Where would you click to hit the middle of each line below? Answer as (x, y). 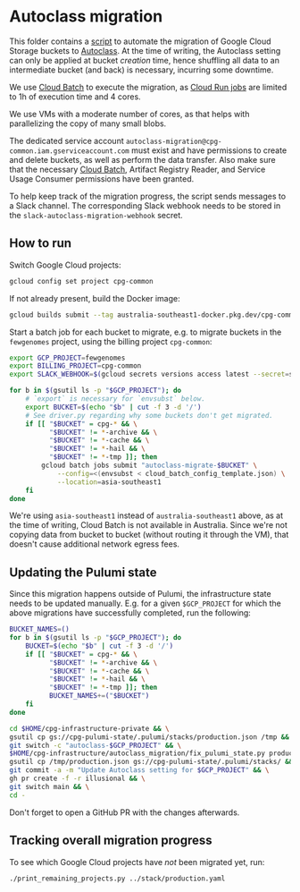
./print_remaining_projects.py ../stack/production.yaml (117, 879)
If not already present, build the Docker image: (95, 298)
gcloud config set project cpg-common (81, 281)
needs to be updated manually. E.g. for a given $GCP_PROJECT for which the (145, 603)
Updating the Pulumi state (83, 572)
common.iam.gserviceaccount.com (69, 151)
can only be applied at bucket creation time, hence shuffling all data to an (144, 60)
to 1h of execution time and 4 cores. (75, 97)
